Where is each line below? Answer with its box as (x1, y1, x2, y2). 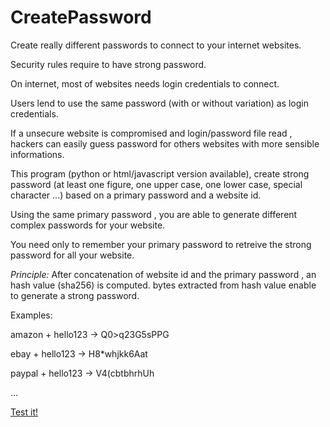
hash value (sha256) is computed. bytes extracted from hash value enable (10, 279, 317, 291)
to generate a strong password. (10, 289, 140, 301)
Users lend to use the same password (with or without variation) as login (10, 97, 309, 109)
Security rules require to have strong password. (10, 58, 207, 70)
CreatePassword (10, 6, 152, 29)
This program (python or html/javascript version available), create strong (10, 167, 310, 180)
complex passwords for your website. (10, 219, 166, 231)
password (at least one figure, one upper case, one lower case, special (10, 178, 303, 190)
